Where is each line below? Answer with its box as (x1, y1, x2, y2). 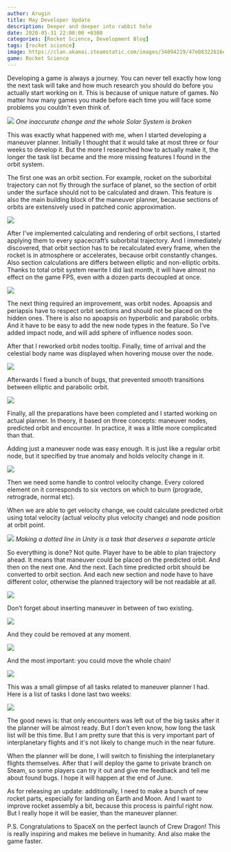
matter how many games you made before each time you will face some (7, 96, 212, 104)
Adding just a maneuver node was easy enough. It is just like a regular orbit (7, 444, 221, 452)
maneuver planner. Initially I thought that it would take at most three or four (7, 138, 219, 146)
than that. (7, 431, 34, 439)
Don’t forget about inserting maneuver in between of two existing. (7, 604, 194, 612)
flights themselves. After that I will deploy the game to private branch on (7, 759, 212, 767)
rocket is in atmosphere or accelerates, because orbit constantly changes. (7, 251, 218, 259)
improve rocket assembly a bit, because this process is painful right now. (7, 801, 214, 810)
